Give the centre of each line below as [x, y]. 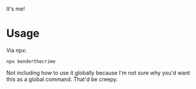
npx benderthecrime [31, 61]
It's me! [16, 9]
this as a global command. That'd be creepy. [62, 79]
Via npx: [17, 50]
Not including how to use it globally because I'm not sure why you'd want [98, 73]
